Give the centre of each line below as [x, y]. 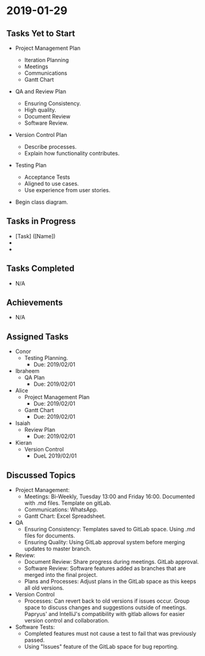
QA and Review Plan [40, 92]
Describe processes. [50, 147]
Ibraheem [27, 371]
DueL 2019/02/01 [55, 456]
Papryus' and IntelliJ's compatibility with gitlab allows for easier [104, 614]
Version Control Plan [41, 135]
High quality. [40, 110]
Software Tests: [35, 627]
